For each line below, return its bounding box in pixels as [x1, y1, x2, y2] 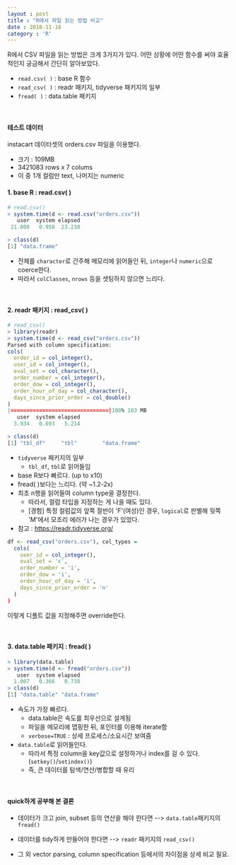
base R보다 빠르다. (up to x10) [17, 471, 103, 480]
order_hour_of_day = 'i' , [20, 578, 97, 585]
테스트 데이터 [7, 123, 44, 132]
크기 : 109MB [17, 155, 55, 163]
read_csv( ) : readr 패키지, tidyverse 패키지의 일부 [17, 83, 161, 92]
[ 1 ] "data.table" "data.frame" [7, 691, 100, 699]
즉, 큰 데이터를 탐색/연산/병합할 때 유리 [28, 765, 135, 774]
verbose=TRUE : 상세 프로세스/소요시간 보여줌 [28, 731, 152, 740]
